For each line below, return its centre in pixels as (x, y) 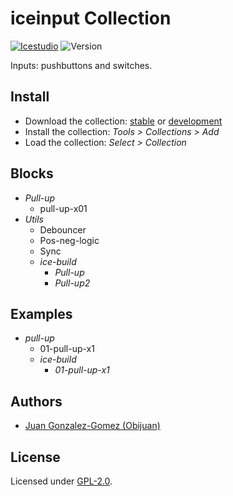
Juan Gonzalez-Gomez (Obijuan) (92, 426)
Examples (41, 313)
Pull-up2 (72, 283)
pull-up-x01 (63, 208)
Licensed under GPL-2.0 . (61, 481)
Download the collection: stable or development (123, 121)
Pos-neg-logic (69, 240)
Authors (36, 401)
